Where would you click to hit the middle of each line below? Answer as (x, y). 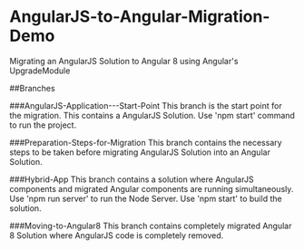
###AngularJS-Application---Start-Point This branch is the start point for (146, 105)
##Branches (33, 88)
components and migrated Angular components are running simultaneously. (152, 188)
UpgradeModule (40, 71)
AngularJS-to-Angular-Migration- (140, 17)
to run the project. (43, 125)
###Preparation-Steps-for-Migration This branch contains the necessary (146, 142)
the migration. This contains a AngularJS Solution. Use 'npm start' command (152, 115)
